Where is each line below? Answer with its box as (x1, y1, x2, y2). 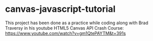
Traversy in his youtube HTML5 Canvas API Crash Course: (5, 25, 124, 31)
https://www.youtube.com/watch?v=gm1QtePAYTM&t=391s (5, 30, 126, 36)
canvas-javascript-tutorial (5, 3, 116, 15)
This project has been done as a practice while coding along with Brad (5, 20, 149, 26)
